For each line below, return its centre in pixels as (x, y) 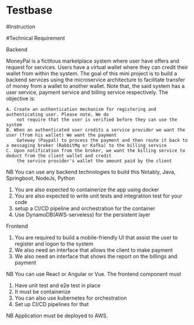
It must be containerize (42, 291)
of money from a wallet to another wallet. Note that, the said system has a (96, 86)
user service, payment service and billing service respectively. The (87, 92)
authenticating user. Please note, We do (58, 114)
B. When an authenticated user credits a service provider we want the (96, 130)
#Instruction (21, 27)
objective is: (21, 99)
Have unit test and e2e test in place (58, 285)
